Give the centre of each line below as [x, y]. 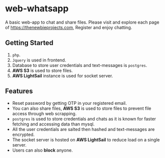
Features [19, 91]
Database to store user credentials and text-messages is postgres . [80, 65]
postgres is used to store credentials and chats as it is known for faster [84, 119]
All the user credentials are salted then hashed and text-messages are [83, 129]
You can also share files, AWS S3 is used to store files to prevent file [82, 108]
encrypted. [23, 134]
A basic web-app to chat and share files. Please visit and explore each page [82, 22]
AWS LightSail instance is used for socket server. [63, 76]
